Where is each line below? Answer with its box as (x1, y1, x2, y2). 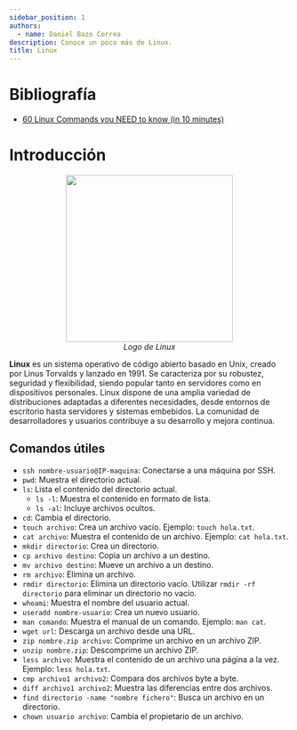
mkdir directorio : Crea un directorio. (21, 540, 160, 551)
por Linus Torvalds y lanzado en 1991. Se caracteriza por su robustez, (9, 369, 264, 378)
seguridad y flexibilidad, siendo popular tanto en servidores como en (9, 377, 261, 388)
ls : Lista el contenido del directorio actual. (21, 483, 178, 494)
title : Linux (9, 46, 58, 55)
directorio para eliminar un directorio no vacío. (21, 588, 197, 598)
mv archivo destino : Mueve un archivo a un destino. (21, 559, 214, 570)
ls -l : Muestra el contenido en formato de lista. (35, 493, 212, 504)
